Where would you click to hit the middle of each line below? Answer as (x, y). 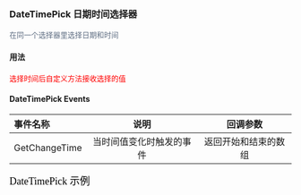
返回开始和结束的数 (244, 141)
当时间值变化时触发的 (138, 141)
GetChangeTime (48, 148)
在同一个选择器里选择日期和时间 (64, 35)
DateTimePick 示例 (50, 181)
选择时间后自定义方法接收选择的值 (68, 78)
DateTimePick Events (50, 99)
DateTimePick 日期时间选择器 (73, 13)
